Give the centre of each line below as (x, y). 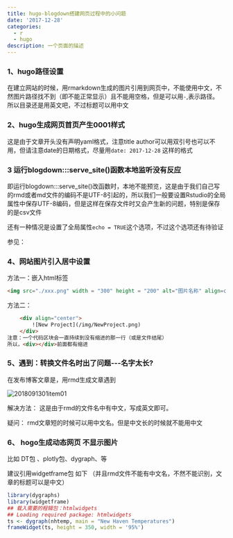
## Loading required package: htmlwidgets (69, 514)
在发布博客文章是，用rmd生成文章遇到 (62, 380)
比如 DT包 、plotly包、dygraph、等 (57, 459)
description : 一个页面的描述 (46, 46)
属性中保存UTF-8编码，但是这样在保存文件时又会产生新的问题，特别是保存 (114, 203)
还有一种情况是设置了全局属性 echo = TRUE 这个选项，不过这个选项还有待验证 (115, 227)
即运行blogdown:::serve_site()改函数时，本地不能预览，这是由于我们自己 (111, 186)
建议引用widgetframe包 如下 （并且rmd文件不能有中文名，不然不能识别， (112, 473)
